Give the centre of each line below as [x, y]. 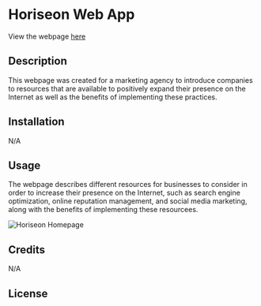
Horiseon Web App [72, 15]
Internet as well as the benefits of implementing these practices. [113, 97]
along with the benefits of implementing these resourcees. [103, 210]
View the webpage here [47, 36]
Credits [27, 250]
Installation [36, 122]
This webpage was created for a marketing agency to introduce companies [130, 80]
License [28, 293]
